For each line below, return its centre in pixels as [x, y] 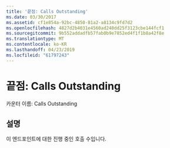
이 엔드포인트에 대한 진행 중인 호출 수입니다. [56, 139]
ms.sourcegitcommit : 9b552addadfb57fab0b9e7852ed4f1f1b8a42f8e [85, 33]
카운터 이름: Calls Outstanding [42, 103]
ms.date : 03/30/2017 [31, 17]
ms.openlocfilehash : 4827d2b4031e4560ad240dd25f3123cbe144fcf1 [85, 28]
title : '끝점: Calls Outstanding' [47, 11]
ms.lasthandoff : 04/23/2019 [41, 50]
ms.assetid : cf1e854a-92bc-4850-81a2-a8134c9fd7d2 [69, 22]
